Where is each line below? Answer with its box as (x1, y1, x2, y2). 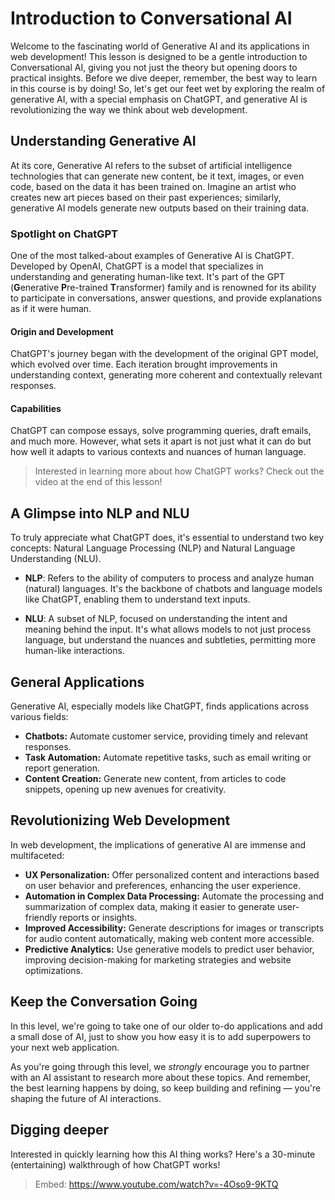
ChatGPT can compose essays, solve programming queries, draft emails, (10, 425, 312, 437)
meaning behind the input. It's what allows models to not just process (24, 623, 312, 636)
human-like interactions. (24, 645, 125, 657)
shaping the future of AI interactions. (10, 1092, 162, 1104)
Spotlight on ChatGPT (10, 227, 119, 241)
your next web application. (10, 1041, 120, 1053)
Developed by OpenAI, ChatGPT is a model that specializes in (10, 260, 264, 272)
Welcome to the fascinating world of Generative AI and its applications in (10, 40, 310, 52)
